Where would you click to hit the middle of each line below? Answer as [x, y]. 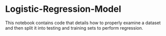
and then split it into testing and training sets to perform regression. [74, 28]
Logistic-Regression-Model [63, 9]
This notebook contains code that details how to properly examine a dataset [83, 23]
